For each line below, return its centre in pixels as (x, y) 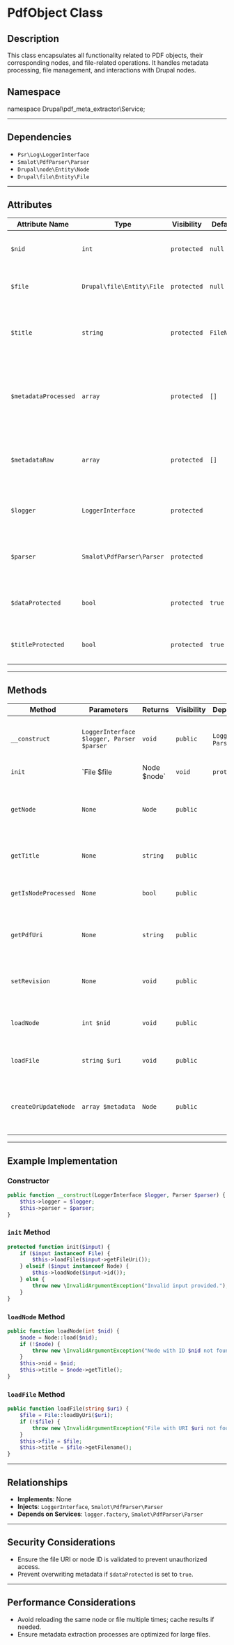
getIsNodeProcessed (43, 893)
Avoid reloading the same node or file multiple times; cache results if (116, 1619)
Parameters (109, 710)
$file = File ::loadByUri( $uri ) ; (67, 1416)
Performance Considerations (71, 1603)
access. (29, 1566)
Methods (27, 690)
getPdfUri (27, 935)
